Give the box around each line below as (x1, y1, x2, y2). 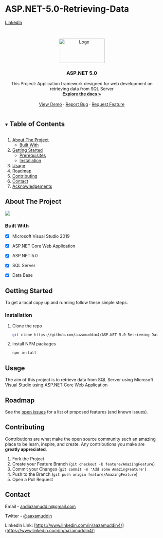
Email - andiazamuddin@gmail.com (5, 503, 76, 509)
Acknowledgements (12, 183, 53, 189)
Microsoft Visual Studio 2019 (12, 233, 70, 239)
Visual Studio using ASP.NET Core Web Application (5, 382, 108, 388)
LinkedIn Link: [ (5, 522, 36, 528)
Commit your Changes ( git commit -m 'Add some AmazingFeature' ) (12, 466, 147, 472)
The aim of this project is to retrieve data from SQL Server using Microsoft (5, 377, 153, 383)
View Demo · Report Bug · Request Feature (38, 101, 125, 108)
